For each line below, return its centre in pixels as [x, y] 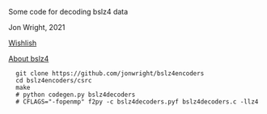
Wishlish [23, 43]
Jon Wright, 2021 [37, 27]
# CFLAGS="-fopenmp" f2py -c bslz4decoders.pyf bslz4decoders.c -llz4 [137, 102]
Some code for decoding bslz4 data [68, 12]
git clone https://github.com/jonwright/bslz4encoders [110, 74]
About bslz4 [29, 59]
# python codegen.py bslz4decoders [76, 95]
